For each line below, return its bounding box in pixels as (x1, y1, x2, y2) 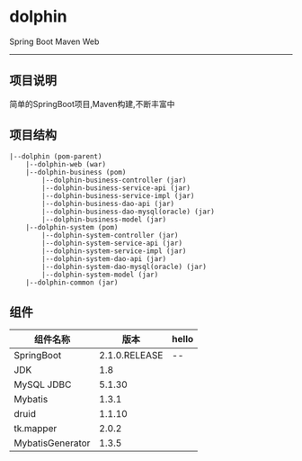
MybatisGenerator (13, 437, 91, 449)
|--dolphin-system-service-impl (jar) (41, 246, 187, 256)
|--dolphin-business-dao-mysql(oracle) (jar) (41, 207, 216, 216)
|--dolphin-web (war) (25, 159, 106, 168)
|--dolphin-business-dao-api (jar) (41, 199, 175, 208)
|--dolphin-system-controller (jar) (41, 230, 179, 240)
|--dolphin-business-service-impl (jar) (41, 191, 195, 200)
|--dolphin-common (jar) (25, 277, 119, 287)
